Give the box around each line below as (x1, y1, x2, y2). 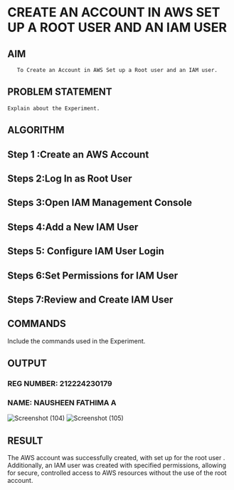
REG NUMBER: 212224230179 (7, 379, 112, 389)
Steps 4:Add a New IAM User (7, 221, 139, 233)
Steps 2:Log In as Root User (7, 172, 132, 184)
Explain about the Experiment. (7, 105, 100, 112)
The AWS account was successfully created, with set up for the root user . (7, 454, 225, 462)
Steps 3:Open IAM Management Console (7, 197, 192, 209)
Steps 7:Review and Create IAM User (7, 293, 174, 306)
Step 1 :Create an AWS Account (7, 148, 149, 160)
